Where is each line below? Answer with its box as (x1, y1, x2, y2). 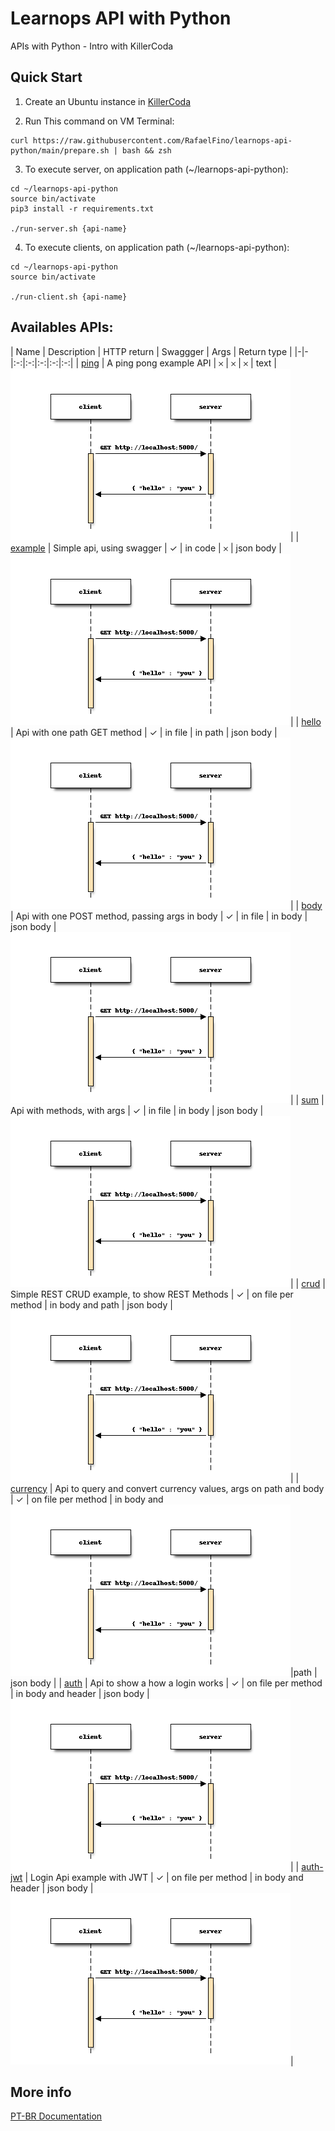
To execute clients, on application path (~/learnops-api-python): (24, 241, 290, 253)
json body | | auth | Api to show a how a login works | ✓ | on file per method (10, 1677, 323, 1689)
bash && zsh (121, 145, 172, 156)
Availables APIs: (10, 319, 114, 336)
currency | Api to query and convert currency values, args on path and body (10, 1482, 325, 1494)
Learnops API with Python (10, 7, 232, 30)
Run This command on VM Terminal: (24, 115, 175, 127)
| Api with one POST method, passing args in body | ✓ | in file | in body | (10, 910, 308, 922)
